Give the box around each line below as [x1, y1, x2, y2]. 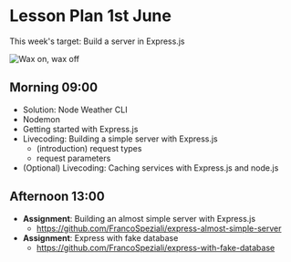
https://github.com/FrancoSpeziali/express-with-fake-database [36, 242, 275, 253]
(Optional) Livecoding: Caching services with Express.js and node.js [22, 162, 279, 173]
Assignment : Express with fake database [22, 232, 179, 243]
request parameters [36, 152, 111, 163]
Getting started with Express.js [22, 123, 139, 134]
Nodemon [22, 113, 61, 124]
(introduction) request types [36, 142, 142, 153]
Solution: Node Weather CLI [22, 104, 128, 115]
